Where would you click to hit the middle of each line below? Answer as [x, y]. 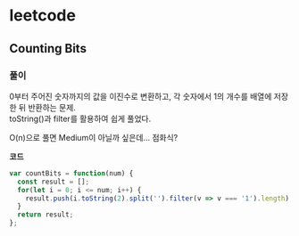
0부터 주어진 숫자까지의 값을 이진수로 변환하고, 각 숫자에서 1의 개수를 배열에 [141, 96]
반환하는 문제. [52, 107]
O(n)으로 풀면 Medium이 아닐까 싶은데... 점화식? [94, 137]
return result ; [46, 215]
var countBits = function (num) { [71, 173]
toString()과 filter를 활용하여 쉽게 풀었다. [80, 118]
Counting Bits [48, 49]
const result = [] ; [54, 182]
